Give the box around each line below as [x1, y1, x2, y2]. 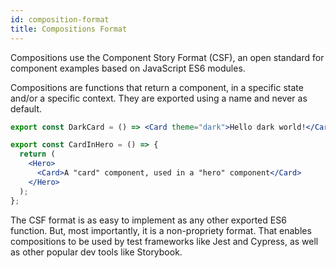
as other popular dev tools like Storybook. [10, 246, 183, 258]
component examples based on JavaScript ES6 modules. [10, 62, 246, 74]
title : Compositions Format [10, 24, 128, 34]
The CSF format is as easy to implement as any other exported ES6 [10, 214, 287, 226]
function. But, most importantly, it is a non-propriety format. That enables [10, 224, 312, 236]
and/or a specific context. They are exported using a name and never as [10, 92, 308, 104]
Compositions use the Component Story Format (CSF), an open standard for [10, 51, 325, 63]
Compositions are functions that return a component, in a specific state [10, 81, 304, 93]
